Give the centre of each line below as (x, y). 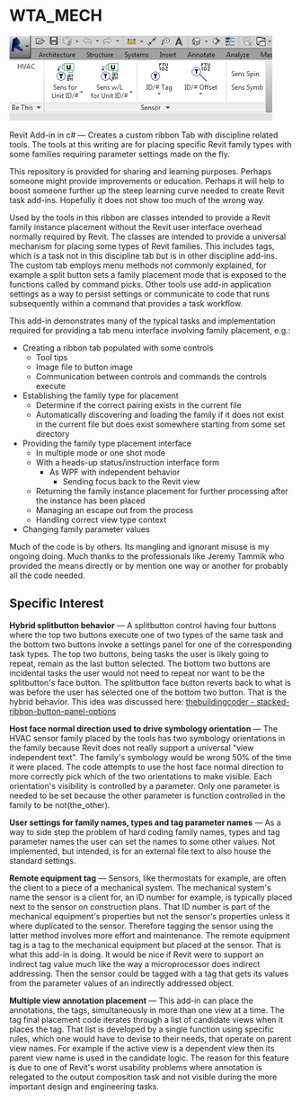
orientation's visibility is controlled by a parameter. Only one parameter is (145, 786)
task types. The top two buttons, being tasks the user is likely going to (139, 653)
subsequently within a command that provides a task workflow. (126, 303)
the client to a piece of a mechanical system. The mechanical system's (140, 887)
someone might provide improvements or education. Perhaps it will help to (147, 181)
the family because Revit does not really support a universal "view (132, 748)
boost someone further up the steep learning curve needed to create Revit (147, 191)
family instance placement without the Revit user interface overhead (136, 226)
